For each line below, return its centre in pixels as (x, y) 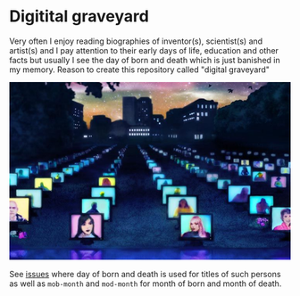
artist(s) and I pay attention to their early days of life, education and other (144, 50)
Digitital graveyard (79, 16)
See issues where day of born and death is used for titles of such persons (145, 275)
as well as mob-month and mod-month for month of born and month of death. (146, 284)
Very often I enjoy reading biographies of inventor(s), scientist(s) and (136, 41)
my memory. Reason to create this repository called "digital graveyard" (140, 70)
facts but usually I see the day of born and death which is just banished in (145, 60)
